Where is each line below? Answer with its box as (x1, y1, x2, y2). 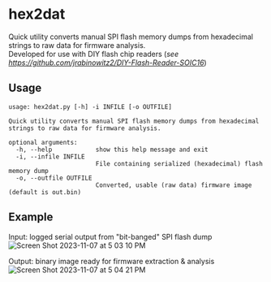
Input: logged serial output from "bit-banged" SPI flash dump (8, 232, 213, 241)
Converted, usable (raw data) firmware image (95, 180, 252, 189)
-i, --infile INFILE (15, 152, 85, 161)
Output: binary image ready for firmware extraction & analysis (8, 256, 215, 266)
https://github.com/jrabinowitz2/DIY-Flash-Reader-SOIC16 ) (8, 58, 207, 67)
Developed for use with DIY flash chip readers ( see (8, 49, 179, 59)
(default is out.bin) (8, 188, 82, 196)
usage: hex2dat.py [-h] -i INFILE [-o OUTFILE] (8, 102, 173, 111)
